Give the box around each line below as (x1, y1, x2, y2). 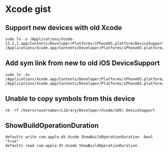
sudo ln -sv (5, 72, 30, 77)
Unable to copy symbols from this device (5, 94, 135, 103)
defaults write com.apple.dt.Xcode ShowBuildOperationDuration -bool (5, 134, 153, 139)
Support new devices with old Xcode (5, 23, 122, 32)
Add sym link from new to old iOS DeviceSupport (5, 59, 160, 67)
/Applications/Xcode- (29, 36, 75, 41)
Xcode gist (5, 3, 51, 15)
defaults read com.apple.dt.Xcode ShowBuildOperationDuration (5, 143, 137, 148)
